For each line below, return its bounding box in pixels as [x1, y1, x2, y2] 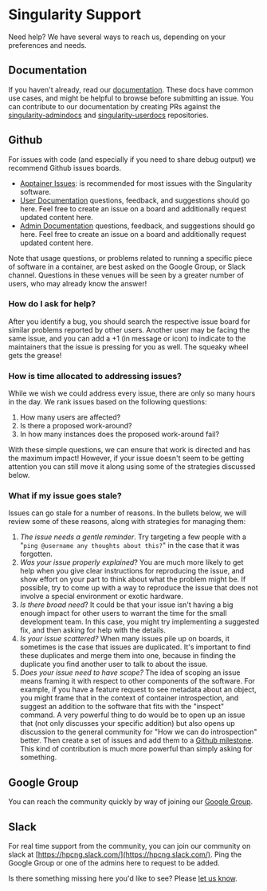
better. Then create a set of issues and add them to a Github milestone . [19, 735, 253, 745]
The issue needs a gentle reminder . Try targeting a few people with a [19, 532, 247, 542]
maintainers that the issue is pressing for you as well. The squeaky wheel [8, 341, 249, 352]
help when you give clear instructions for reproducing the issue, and [19, 566, 245, 576]
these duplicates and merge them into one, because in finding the [19, 651, 237, 660]
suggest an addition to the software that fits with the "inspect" [19, 702, 225, 712]
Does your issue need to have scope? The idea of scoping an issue [19, 668, 241, 677]
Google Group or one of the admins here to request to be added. [8, 858, 221, 868]
